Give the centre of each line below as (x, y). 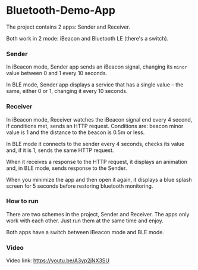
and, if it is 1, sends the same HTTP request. (60, 150)
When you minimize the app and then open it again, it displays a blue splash (99, 179)
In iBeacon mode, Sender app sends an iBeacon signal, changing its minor (97, 67)
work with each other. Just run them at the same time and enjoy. (85, 221)
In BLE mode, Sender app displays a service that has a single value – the (95, 85)
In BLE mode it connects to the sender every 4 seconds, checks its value (95, 144)
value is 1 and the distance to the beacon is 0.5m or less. (76, 132)
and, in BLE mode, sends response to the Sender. (67, 168)
